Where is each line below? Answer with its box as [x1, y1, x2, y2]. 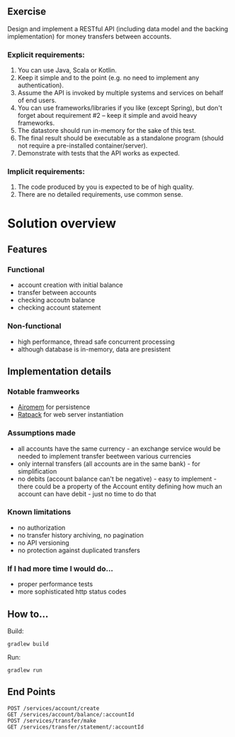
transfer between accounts [17, 288, 97, 297]
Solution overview [7, 215, 117, 231]
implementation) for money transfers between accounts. [7, 32, 172, 40]
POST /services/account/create [7, 704, 100, 712]
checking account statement [17, 303, 101, 312]
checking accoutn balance [17, 296, 96, 305]
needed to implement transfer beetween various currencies [17, 452, 191, 460]
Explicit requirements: [7, 50, 85, 60]
